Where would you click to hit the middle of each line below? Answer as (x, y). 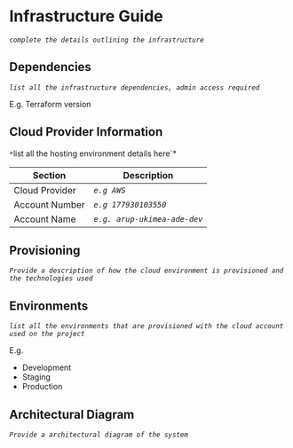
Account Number (50, 204)
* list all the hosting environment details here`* (93, 153)
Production (42, 387)
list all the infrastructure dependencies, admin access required (135, 87)
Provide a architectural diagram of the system (99, 435)
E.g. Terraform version (50, 104)
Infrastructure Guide (87, 16)
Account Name (45, 219)
